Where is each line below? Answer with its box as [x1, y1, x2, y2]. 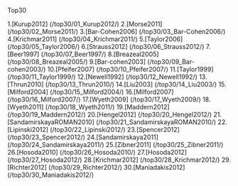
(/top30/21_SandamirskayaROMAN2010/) [95, 118, 217, 126]
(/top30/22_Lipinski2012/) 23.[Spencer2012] [49, 126, 180, 133]
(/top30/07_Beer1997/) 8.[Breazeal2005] [40, 50, 159, 58]
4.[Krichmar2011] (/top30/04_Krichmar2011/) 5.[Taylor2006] [7, 35, 183, 43]
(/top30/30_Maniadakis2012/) [7, 170, 94, 179]
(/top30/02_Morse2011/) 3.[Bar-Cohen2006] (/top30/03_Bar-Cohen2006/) [7, 28, 226, 35]
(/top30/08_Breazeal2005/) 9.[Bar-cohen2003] [7, 58, 146, 66]
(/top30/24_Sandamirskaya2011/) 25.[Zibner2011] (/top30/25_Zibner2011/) [7, 141, 224, 148]
